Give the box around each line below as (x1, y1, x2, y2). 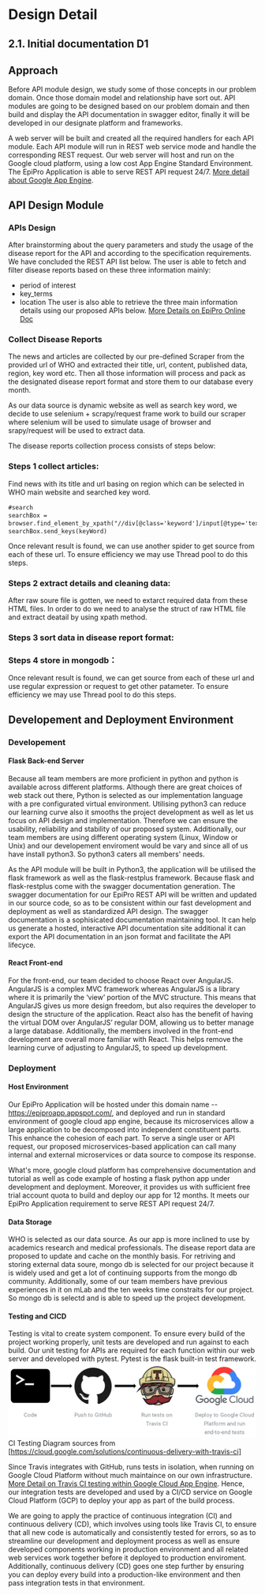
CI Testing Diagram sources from (8, 1438, 116, 1447)
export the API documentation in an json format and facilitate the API (8, 931, 231, 941)
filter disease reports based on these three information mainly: (8, 265, 211, 275)
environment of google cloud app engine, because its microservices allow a (8, 1116, 255, 1127)
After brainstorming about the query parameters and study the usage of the (8, 240, 254, 250)
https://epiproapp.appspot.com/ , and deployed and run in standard (8, 1108, 226, 1118)
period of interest (19, 280, 77, 290)
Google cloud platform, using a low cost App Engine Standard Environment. (8, 159, 253, 168)
